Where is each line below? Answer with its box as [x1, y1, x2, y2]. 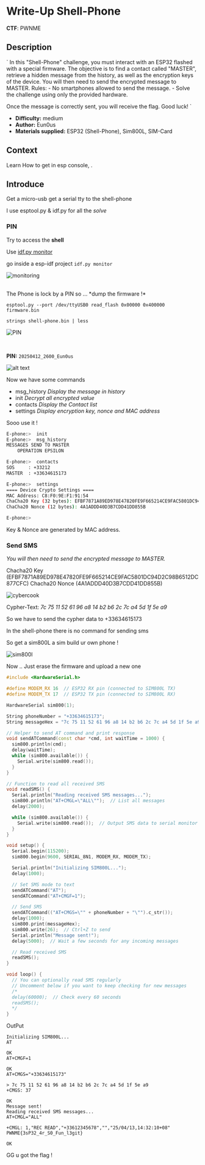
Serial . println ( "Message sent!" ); [12, 932, 99, 938]
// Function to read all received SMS [6, 780, 105, 787]
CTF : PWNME [6, 24, 41, 32]
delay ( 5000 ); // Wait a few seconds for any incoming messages [12, 938, 179, 944]
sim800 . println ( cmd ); [12, 741, 67, 747]
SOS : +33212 [6, 465, 51, 471]
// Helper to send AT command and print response [6, 730, 135, 736]
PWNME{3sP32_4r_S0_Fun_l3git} [6, 1130, 84, 1136]
